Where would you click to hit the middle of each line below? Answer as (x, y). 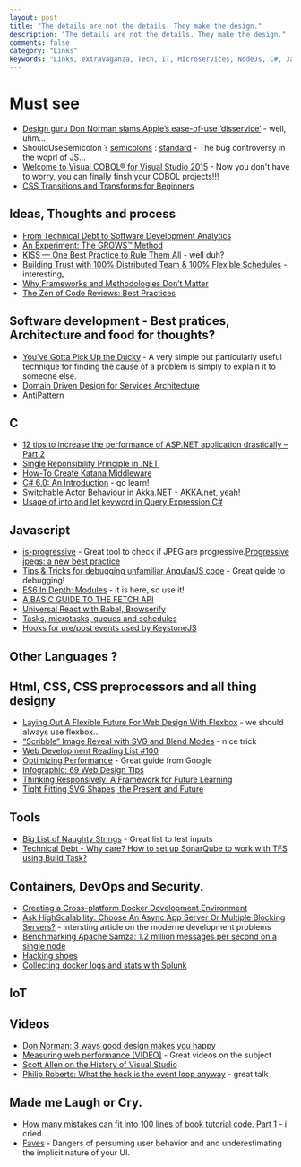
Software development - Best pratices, (120, 321)
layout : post (34, 18)
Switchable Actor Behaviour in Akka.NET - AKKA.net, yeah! (131, 492)
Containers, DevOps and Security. (107, 886)
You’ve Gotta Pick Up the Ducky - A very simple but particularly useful (152, 356)
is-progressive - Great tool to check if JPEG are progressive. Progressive (155, 552)
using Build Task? (55, 858)
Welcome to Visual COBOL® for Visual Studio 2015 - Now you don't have (156, 166)
